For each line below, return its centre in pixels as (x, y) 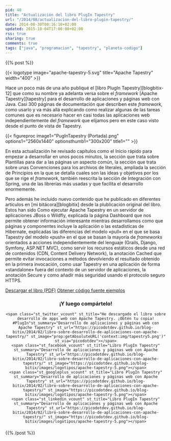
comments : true (21, 43)
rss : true (16, 34)
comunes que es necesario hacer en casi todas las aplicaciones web (78, 115)
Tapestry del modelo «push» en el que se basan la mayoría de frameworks (84, 237)
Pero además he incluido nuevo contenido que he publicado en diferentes (83, 199)
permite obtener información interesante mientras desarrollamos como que (84, 221)
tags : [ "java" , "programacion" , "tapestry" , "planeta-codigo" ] (74, 48)
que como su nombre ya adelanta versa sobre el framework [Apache (85, 93)
